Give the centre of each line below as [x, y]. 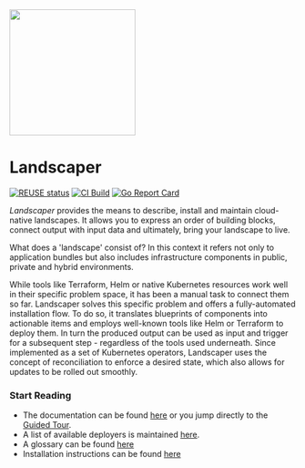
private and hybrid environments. [71, 266]
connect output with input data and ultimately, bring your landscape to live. [150, 229]
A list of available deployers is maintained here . [111, 435]
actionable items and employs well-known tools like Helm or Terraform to [147, 323]
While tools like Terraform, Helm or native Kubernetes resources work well [149, 284]
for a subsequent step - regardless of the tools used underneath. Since [142, 342]
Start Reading [41, 395]
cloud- [267, 210]
